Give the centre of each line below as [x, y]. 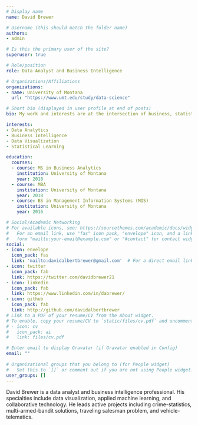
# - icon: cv [22, 326]
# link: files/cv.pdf [35, 337]
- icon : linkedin [27, 283]
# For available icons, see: [42, 228]
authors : [17, 33]
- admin [16, 39]
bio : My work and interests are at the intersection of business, [89, 114]
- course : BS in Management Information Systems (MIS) [80, 201]
